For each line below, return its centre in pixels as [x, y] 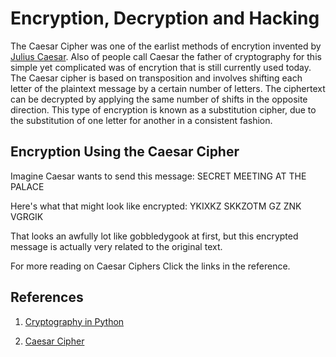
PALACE [27, 186]
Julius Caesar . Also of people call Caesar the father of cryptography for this [166, 56]
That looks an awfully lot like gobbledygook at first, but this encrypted [154, 236]
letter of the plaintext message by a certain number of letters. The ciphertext [168, 88]
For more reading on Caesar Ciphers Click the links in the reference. [150, 266]
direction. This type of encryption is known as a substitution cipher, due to [163, 109]
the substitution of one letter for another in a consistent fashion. [141, 120]
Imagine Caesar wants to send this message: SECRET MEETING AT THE [158, 176]
